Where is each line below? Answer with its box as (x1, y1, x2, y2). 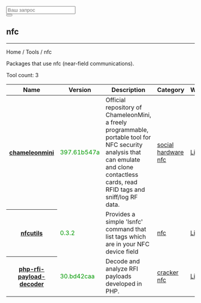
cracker (157, 268, 179, 277)
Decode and (105, 257, 141, 265)
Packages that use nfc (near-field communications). (6, 60, 135, 67)
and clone (105, 163, 133, 171)
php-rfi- (19, 265, 45, 274)
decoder (19, 280, 44, 289)
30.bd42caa (59, 272, 95, 280)
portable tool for (105, 133, 151, 141)
